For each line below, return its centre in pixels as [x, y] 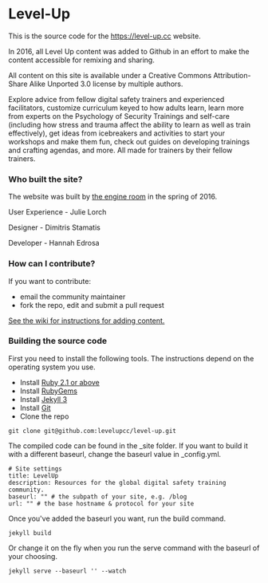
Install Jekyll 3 [43, 399]
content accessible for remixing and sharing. [82, 60]
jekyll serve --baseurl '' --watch [67, 571]
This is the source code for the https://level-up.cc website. [104, 36]
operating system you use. [52, 367]
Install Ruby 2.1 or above [59, 382]
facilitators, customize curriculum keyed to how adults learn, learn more [126, 108]
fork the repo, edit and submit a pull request [92, 305]
